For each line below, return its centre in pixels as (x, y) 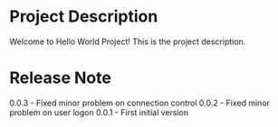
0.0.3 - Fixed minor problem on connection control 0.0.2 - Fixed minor (139, 103)
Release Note (60, 78)
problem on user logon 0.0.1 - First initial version (99, 112)
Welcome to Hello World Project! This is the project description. (128, 41)
